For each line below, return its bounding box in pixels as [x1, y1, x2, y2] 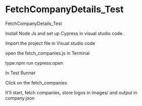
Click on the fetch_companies [5, 79, 67, 86]
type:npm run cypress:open [5, 60, 63, 66]
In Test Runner [5, 70, 36, 76]
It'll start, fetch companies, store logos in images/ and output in [5, 89, 138, 95]
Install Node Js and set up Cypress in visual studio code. [5, 30, 124, 36]
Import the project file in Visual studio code [5, 40, 95, 46]
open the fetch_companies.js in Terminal [5, 50, 90, 56]
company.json [5, 95, 35, 101]
